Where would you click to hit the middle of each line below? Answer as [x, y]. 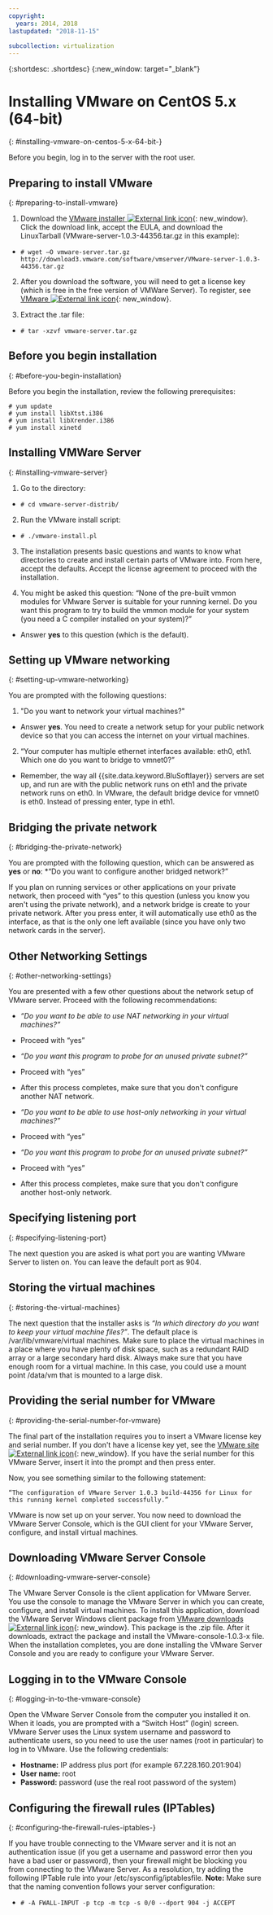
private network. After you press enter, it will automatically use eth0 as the [133, 914]
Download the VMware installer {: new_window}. [134, 218]
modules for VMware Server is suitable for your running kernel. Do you [139, 601]
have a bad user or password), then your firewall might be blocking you [128, 1860]
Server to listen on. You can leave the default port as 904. [105, 1262]
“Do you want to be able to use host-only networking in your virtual [133, 1112]
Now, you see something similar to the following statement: [107, 1478]
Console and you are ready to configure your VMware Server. [111, 1654]
